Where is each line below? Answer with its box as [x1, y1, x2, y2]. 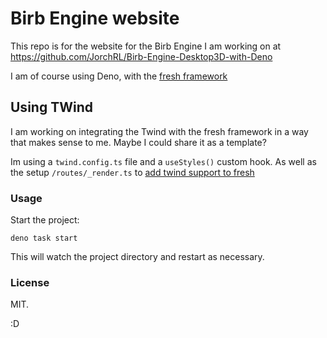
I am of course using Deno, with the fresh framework [10, 70, 228, 82]
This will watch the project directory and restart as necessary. [10, 251, 265, 263]
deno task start [10, 233, 78, 244]
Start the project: [10, 214, 80, 226]
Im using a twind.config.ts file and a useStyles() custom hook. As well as [10, 155, 317, 167]
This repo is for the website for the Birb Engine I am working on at [10, 40, 282, 52]
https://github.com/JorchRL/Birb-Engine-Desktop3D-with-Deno [10, 50, 273, 62]
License [10, 275, 50, 289]
